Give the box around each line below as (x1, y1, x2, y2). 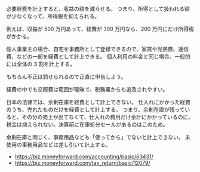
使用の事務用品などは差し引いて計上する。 (6, 141, 111, 148)
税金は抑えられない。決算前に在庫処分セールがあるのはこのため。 (6, 121, 168, 128)
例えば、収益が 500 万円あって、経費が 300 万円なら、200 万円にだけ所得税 (6, 26, 194, 32)
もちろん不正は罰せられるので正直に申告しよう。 (6, 73, 127, 80)
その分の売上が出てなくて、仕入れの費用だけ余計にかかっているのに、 (21, 113, 194, 121)
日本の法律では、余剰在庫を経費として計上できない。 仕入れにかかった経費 (6, 99, 191, 106)
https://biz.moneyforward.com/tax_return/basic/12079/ (14, 159, 150, 166)
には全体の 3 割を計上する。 (6, 60, 76, 67)
